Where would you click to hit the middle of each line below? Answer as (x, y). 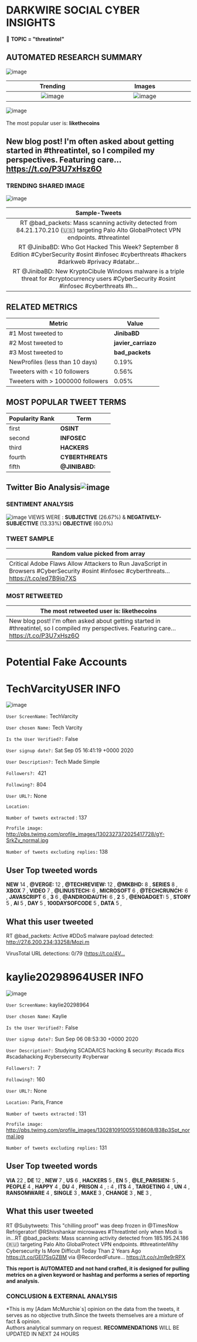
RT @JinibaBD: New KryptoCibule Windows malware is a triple (98, 271)
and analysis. (23, 1281)
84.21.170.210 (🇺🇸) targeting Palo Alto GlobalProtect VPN (98, 230)
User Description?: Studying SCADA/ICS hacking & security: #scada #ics (95, 1051)
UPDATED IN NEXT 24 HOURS (43, 1334)
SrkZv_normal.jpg (27, 840)
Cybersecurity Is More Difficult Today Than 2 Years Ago (74, 1251)
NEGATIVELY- (144, 517)
